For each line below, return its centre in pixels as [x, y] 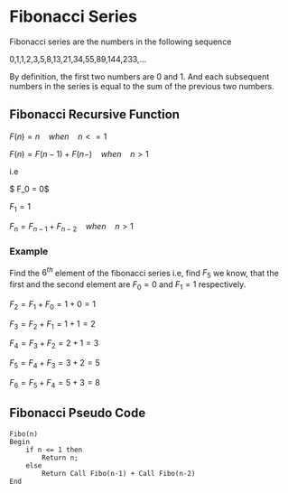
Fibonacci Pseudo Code [78, 413]
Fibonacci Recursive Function [95, 115]
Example [29, 252]
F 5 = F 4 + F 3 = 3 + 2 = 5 [55, 364]
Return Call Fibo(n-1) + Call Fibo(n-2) [119, 473]
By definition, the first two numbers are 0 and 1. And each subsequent [139, 76]
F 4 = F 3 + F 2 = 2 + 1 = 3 [54, 344]
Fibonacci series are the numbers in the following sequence [121, 42]
